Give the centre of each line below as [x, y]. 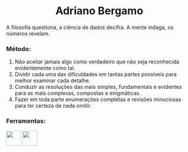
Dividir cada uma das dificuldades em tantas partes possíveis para [96, 75]
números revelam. [28, 33]
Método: [19, 48]
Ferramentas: [26, 121]
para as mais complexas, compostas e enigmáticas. [77, 93]
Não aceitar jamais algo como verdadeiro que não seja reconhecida [97, 62]
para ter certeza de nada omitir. [53, 106]
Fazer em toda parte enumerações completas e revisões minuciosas [98, 99]
